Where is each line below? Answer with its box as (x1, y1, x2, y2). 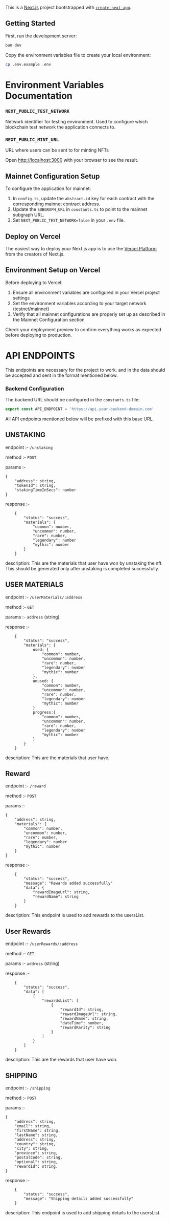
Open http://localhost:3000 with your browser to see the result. (5, 157, 139, 163)
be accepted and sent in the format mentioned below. (5, 372, 118, 378)
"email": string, (14, 1123, 52, 1128)
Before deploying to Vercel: (5, 279, 63, 286)
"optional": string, (14, 1159, 58, 1164)
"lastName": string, (14, 1132, 58, 1138)
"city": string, (14, 1146, 50, 1151)
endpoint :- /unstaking (5, 444, 53, 450)
